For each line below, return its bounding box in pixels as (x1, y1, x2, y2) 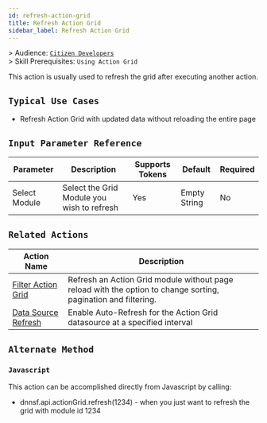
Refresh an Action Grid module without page (68, 274, 234, 285)
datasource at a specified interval (68, 316, 193, 328)
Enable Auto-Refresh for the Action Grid (68, 307, 219, 318)
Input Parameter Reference (8, 137, 142, 149)
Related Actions (8, 229, 89, 241)
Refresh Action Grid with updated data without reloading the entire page (19, 114, 257, 124)
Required (219, 164, 255, 175)
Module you (62, 192, 107, 203)
